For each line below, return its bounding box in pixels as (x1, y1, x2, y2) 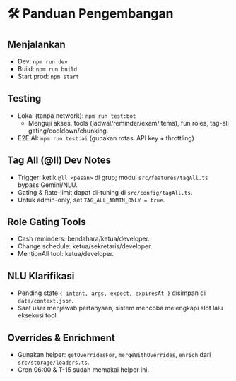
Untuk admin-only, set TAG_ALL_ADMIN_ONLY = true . (17, 195, 165, 204)
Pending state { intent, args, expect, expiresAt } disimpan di (17, 289, 206, 297)
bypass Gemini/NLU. (17, 181, 78, 189)
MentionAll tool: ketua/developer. (17, 250, 114, 258)
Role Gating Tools (7, 216, 86, 228)
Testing (7, 92, 42, 104)
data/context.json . (17, 296, 74, 305)
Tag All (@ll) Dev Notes (7, 155, 112, 167)
